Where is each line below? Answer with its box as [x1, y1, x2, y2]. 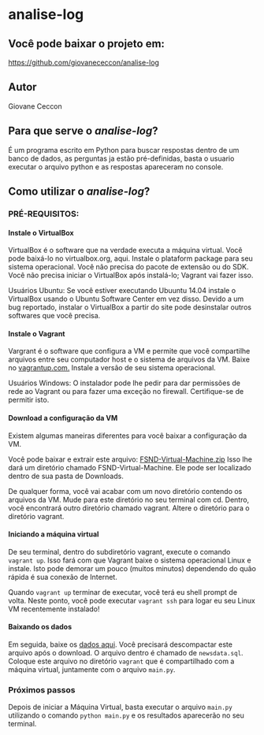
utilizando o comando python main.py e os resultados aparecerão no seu [8, 711, 244, 720]
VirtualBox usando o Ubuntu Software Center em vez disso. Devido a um [8, 294, 244, 304]
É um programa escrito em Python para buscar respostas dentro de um [8, 145, 240, 154]
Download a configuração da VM [8, 413, 118, 422]
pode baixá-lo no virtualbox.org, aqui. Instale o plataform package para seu [8, 254, 254, 263]
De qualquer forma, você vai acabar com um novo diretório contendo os [8, 486, 243, 496]
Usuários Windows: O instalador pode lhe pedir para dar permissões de [8, 378, 240, 388]
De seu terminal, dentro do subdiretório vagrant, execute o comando [8, 547, 231, 556]
